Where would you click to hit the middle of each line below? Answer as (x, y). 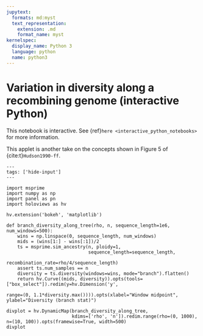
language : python (34, 52)
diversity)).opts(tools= (112, 279)
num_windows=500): (30, 231)
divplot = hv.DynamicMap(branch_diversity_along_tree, (77, 311)
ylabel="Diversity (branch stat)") (52, 300)
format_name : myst (41, 35)
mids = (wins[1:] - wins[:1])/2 (58, 241)
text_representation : (39, 23)
